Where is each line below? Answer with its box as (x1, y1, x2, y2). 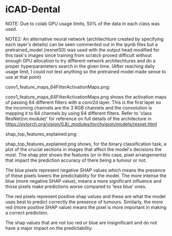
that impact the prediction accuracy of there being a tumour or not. (5, 157, 147, 163)
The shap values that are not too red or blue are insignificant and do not (5, 219, 158, 226)
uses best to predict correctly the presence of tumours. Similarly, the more (5, 199, 163, 205)
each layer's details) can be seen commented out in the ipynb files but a (5, 41, 158, 47)
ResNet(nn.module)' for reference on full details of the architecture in (5, 115, 151, 121)
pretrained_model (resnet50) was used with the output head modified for (5, 47, 160, 53)
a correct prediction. (5, 209, 49, 216)
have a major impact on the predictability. (5, 225, 93, 231)
